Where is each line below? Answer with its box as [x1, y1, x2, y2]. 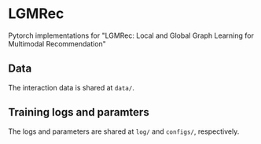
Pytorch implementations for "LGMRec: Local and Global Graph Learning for [8, 31, 254, 40]
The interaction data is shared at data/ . [8, 83, 135, 92]
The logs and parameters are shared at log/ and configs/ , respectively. [8, 127, 240, 136]
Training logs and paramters [8, 105, 149, 119]
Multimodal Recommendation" [8, 39, 106, 48]
